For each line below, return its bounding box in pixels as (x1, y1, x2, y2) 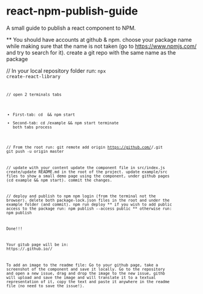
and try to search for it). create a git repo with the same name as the (6, 48, 176, 56)
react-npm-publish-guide (6, 4, 138, 18)
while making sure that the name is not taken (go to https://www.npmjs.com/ (6, 42, 197, 50)
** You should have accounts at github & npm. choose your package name (6, 36, 192, 43)
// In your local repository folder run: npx (6, 67, 106, 74)
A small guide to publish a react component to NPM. (6, 24, 136, 32)
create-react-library (6, 73, 61, 79)
